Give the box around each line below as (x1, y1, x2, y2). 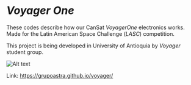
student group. (6, 48, 44, 55)
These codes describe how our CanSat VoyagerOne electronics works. (6, 24, 185, 31)
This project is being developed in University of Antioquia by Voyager (6, 42, 181, 49)
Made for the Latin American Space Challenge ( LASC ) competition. (6, 30, 175, 37)
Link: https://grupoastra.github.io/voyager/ (6, 72, 114, 79)
